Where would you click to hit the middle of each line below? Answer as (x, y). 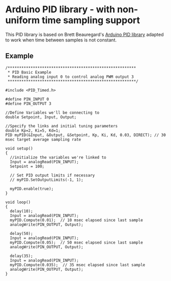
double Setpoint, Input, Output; (41, 117)
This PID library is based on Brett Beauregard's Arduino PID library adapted (84, 34)
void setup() (19, 148)
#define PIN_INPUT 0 (27, 99)
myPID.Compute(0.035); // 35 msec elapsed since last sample (78, 265)
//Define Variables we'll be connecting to (52, 113)
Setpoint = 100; (27, 166)
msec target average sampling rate (43, 139)
